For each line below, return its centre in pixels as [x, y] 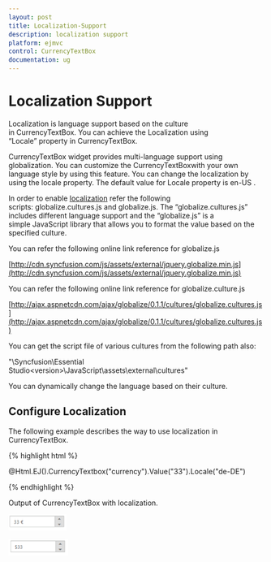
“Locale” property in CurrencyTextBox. [73, 140]
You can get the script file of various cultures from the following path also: [132, 346]
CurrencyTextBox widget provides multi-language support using [116, 156]
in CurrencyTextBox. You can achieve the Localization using [108, 132]
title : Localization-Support [58, 26]
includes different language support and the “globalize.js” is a [112, 215]
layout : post [30, 17]
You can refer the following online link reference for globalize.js [114, 249]
